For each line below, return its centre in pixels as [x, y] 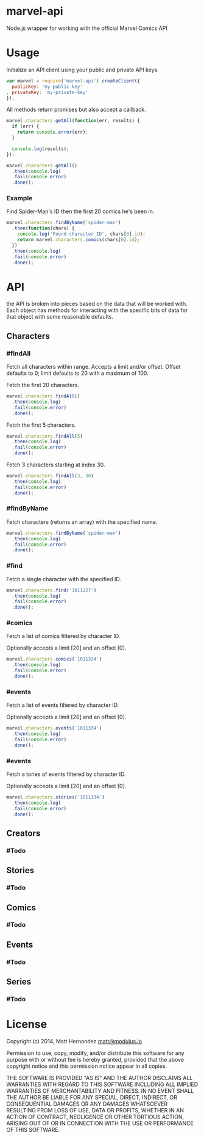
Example [19, 198]
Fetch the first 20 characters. [43, 385]
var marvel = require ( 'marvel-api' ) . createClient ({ [73, 81]
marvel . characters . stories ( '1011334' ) [55, 797]
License [27, 1024]
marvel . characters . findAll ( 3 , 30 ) [50, 476]
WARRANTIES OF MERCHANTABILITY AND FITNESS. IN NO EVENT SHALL [100, 1091]
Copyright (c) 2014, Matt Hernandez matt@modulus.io [74, 1042]
